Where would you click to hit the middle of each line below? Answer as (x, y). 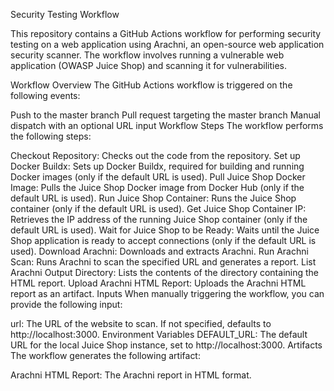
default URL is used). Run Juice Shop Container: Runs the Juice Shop (153, 198)
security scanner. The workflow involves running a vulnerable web (147, 55)
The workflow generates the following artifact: (105, 355)
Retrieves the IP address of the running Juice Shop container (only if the (159, 219)
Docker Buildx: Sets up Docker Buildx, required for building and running (157, 166)
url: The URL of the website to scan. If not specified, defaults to (141, 323)
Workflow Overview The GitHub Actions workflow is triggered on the (151, 85)
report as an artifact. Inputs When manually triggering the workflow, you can (167, 293)
